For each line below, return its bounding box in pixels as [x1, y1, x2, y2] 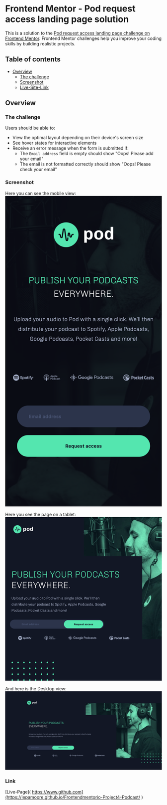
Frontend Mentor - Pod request [5, 3, 136, 14]
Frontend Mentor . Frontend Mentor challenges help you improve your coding [5, 35, 162, 41]
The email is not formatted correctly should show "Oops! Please [19, 161, 151, 167]
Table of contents [5, 55, 61, 64]
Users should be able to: [5, 125, 56, 131]
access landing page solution [5, 13, 129, 25]
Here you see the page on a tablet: [5, 512, 76, 518]
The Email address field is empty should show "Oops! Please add [19, 151, 154, 157]
